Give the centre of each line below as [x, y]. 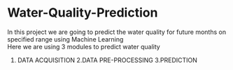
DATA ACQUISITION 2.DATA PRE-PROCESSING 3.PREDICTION [107, 60]
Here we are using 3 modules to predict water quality [84, 46]
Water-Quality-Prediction [83, 13]
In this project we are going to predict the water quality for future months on [116, 32]
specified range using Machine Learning [65, 39]
